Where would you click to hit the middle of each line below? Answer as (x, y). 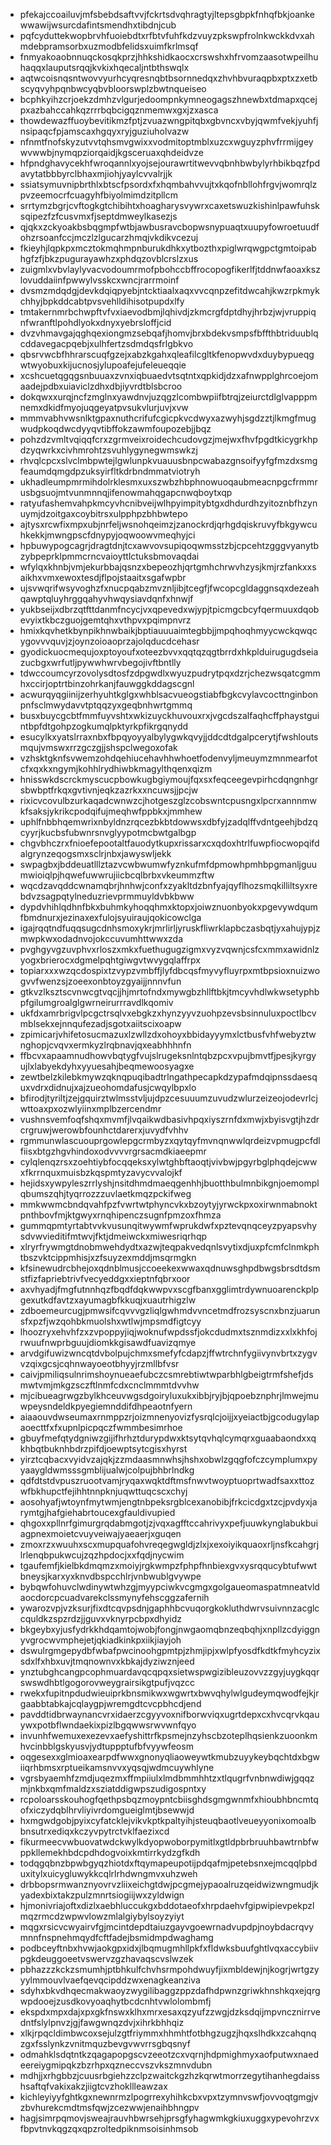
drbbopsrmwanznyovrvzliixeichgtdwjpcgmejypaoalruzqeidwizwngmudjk (169, 1884)
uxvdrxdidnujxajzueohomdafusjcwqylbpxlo (108, 1087)
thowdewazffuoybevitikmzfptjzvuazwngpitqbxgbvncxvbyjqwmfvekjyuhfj (169, 120)
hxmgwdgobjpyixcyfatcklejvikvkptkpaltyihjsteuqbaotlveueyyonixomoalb (168, 1820)
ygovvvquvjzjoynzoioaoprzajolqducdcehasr (109, 641)
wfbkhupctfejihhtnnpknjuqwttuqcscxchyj (103, 1491)
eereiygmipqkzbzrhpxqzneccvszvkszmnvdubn (116, 2065)
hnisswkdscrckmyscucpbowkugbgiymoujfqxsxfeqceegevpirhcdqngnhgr (169, 779)
